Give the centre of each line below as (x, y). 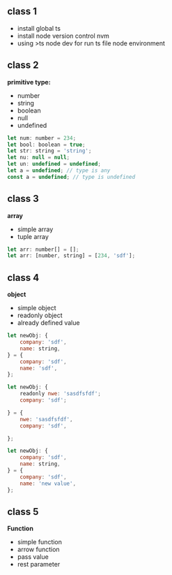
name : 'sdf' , (39, 368)
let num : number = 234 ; (42, 138)
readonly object (40, 315)
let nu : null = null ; (39, 158)
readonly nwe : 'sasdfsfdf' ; (60, 394)
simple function (40, 542)
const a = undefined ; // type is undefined (71, 177)
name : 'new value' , (48, 483)
